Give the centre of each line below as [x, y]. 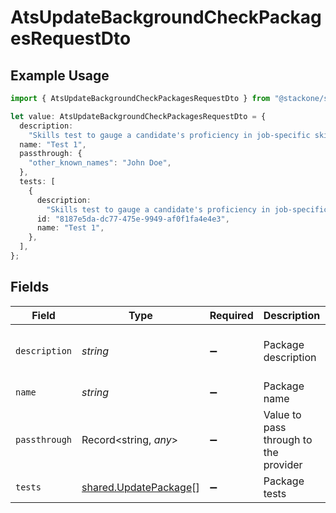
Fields [30, 287]
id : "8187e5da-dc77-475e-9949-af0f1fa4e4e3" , [133, 219]
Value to [282, 414]
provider [283, 464]
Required [231, 315]
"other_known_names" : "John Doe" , [100, 163]
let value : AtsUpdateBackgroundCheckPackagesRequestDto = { [138, 116]
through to [288, 439]
